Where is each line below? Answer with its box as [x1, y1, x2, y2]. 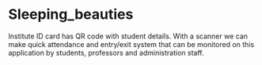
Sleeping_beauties [8, 5, 134, 23]
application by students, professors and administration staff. [8, 48, 204, 57]
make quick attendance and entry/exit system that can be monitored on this [8, 39, 255, 49]
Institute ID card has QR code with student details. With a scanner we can [8, 31, 248, 41]
